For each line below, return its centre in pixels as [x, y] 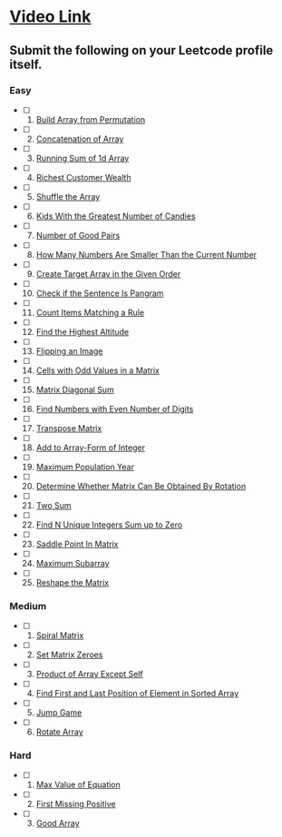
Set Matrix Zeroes [69, 655]
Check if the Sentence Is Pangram [100, 293]
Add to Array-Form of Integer [90, 448]
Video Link [50, 17]
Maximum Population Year [85, 467]
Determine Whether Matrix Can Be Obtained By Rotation [141, 486]
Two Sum [53, 505]
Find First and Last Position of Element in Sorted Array [137, 694]
